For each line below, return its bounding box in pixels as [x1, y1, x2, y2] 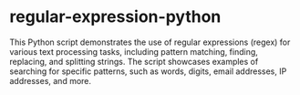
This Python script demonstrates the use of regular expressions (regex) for [9, 37, 291, 47]
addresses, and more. [9, 75, 92, 86]
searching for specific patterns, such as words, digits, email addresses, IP [9, 66, 287, 77]
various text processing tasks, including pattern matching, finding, [9, 46, 258, 57]
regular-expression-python [9, 6, 222, 27]
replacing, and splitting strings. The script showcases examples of [9, 56, 259, 67]
